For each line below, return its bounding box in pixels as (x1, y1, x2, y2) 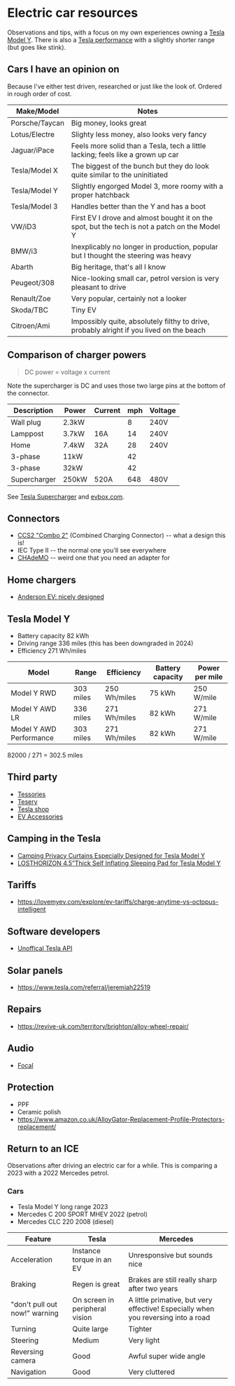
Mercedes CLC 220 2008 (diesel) (17, 1217, 114, 1226)
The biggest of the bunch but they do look (71, 161, 210, 171)
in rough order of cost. (7, 89, 72, 98)
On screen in (72, 1295, 114, 1305)
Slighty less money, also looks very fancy (71, 129, 207, 139)
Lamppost (10, 428, 44, 438)
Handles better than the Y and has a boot (71, 202, 206, 211)
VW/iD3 (10, 221, 37, 231)
